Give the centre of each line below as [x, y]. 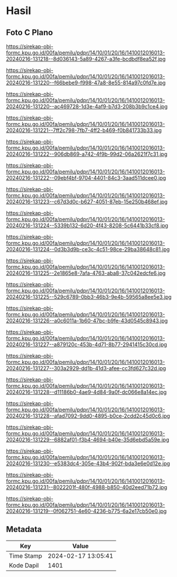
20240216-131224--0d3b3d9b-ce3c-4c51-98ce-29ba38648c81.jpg [88, 249]
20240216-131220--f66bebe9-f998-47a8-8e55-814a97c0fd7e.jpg [86, 83]
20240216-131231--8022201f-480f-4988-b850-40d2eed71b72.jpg [87, 487]
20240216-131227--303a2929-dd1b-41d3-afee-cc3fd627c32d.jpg [86, 368]
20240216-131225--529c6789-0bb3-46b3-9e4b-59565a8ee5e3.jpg [89, 297]
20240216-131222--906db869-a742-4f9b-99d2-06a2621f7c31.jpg [87, 154]
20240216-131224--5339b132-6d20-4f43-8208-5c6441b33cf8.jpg [87, 226]
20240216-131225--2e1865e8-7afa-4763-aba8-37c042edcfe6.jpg [86, 273]
